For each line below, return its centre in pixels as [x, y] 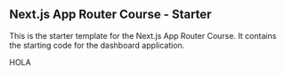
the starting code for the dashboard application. [97, 45]
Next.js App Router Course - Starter [110, 15]
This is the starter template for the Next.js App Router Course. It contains [143, 35]
